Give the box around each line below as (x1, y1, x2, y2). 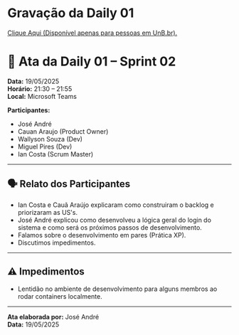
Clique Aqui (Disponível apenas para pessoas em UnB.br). (7, 28, 178, 37)
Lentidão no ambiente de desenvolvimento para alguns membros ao (17, 285, 218, 293)
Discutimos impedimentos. (17, 238, 96, 247)
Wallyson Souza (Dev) (17, 134, 83, 143)
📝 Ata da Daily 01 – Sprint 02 (7, 53, 176, 70)
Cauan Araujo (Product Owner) (17, 127, 109, 136)
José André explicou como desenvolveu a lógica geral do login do (17, 216, 212, 224)
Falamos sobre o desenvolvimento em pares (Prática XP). (17, 230, 186, 239)
